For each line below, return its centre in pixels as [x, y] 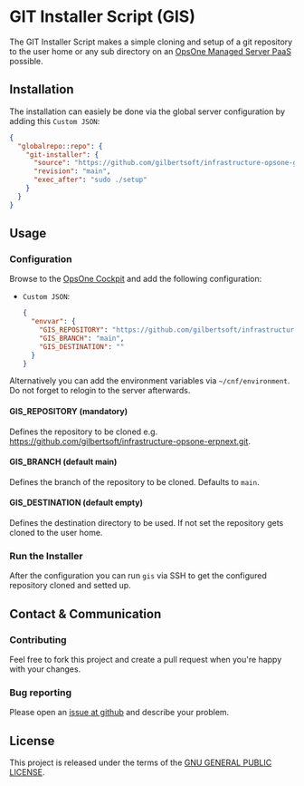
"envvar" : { [53, 322]
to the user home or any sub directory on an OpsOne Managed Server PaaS [151, 51]
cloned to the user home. [56, 533]
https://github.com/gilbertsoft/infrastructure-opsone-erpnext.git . [130, 441]
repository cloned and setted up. [70, 586]
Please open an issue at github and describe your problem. [119, 713]
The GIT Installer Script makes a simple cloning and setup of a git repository [151, 42]
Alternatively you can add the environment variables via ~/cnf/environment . [150, 381]
